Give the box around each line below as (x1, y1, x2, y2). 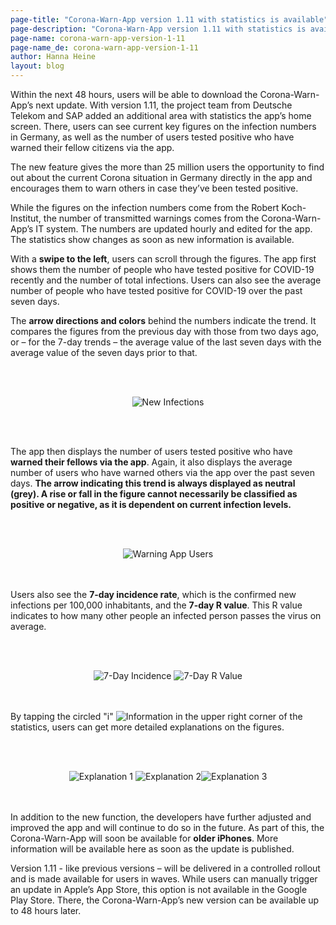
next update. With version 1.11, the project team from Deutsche (35, 99, 293, 111)
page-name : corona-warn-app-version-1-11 (10, 33, 186, 43)
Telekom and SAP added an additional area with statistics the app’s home (10, 110, 312, 121)
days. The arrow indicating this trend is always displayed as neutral (10, 477, 296, 489)
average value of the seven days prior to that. (10, 347, 198, 358)
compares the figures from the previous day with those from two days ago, (10, 326, 320, 337)
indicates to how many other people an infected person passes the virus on (10, 610, 322, 621)
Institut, (10, 212, 42, 224)
